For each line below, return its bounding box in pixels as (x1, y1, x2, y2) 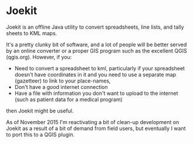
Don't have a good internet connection (14, 83, 109, 90)
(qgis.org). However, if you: (6, 53, 72, 60)
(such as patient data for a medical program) (14, 95, 123, 103)
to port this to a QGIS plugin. (6, 131, 75, 138)
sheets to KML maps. (6, 29, 57, 36)
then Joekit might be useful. (6, 107, 74, 114)
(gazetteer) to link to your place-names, (14, 77, 111, 84)
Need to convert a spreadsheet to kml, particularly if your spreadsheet (14, 64, 185, 71)
